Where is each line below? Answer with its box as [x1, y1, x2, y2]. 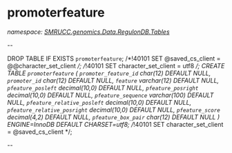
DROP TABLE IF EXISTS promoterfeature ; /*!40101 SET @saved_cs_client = [7, 54, 221, 63]
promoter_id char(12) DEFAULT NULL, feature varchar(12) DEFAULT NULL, [7, 76, 220, 84]
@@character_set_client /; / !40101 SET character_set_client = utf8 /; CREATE [7, 61, 225, 70]
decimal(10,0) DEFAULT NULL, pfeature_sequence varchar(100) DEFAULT [7, 91, 214, 99]
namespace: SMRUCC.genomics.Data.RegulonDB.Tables [7, 28, 171, 36]
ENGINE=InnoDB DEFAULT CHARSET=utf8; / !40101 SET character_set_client [7, 120, 224, 128]
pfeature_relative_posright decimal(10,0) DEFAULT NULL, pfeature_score [7, 105, 221, 114]
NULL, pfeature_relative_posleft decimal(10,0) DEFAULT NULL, [7, 98, 192, 106]
